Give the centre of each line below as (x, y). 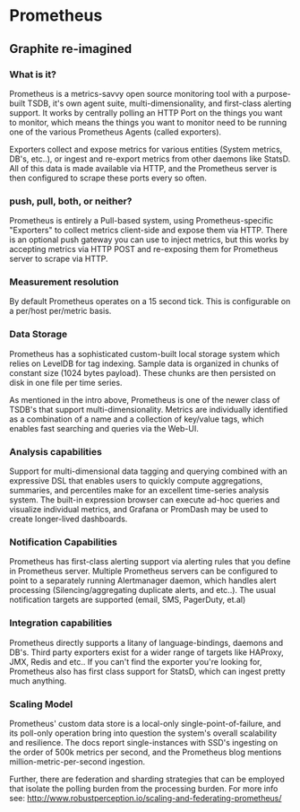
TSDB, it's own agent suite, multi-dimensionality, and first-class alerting (159, 103)
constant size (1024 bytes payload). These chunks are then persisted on (142, 372)
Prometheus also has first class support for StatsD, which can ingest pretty (147, 671)
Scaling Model (41, 703)
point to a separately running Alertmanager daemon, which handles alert (143, 581)
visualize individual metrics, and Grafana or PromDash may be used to (139, 510)
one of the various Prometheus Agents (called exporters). (116, 132)
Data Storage (39, 335)
